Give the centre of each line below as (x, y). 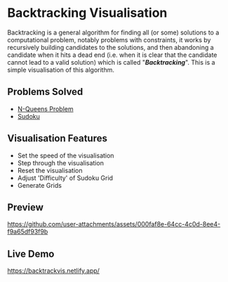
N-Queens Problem (45, 109)
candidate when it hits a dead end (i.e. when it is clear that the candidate (112, 55)
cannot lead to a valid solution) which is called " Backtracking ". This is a (111, 62)
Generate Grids (39, 185)
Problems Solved (45, 92)
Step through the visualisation (60, 162)
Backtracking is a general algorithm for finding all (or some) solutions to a (113, 32)
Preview (26, 207)
